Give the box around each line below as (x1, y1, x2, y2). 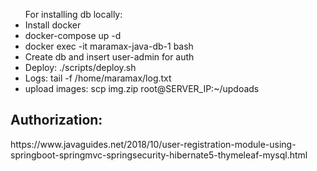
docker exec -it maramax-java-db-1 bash (24, 40, 194, 52)
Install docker (24, 19, 82, 31)
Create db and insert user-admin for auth (24, 51, 195, 63)
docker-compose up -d (24, 30, 122, 41)
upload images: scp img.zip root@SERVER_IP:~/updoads (24, 83, 260, 94)
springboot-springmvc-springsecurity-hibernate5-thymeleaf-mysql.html (10, 149, 308, 161)
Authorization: (10, 112, 103, 129)
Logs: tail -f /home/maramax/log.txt (24, 72, 172, 84)
